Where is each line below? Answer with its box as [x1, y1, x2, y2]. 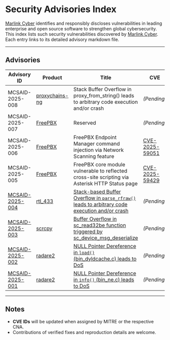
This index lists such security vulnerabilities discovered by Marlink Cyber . [5, 31, 158, 37]
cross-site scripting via [73, 174, 129, 181]
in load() [73, 249, 95, 256]
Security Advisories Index [5, 4, 117, 15]
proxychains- [36, 92, 69, 99]
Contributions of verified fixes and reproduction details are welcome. [12, 329, 156, 335]
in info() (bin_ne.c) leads [73, 276, 135, 283]
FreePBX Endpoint [73, 134, 117, 141]
